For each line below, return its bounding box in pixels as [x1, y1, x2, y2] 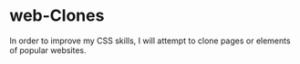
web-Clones [9, 5, 105, 26]
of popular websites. [9, 44, 87, 55]
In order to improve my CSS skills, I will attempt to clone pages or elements [9, 35, 291, 46]
